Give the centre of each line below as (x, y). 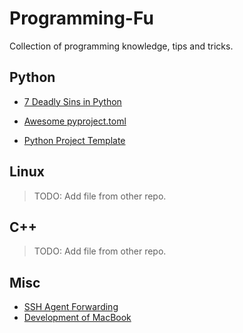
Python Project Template (74, 140)
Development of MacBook (77, 318)
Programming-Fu (81, 18)
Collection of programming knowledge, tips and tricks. (121, 46)
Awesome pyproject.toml (75, 121)
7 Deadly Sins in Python (72, 101)
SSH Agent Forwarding (71, 307)
